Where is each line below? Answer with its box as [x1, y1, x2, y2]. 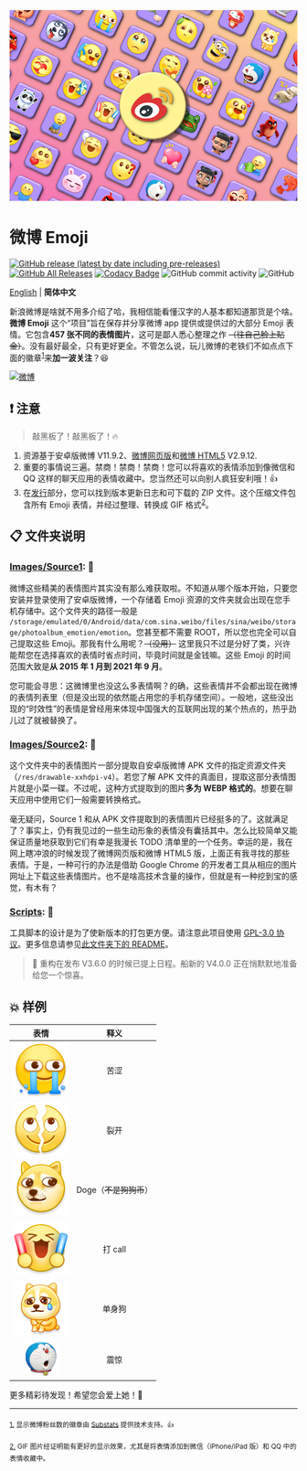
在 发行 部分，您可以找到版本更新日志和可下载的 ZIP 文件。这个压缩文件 [22, 487, 289, 498]
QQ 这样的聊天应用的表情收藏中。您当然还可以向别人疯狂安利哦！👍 [22, 473, 279, 485]
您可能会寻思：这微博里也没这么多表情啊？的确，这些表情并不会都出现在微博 [9, 680, 298, 691]
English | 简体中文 [9, 286, 77, 297]
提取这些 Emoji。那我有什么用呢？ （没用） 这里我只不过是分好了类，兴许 [16, 637, 291, 649]
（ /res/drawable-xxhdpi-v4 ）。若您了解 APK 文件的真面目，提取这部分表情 [9, 771, 289, 782]
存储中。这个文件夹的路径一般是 [16, 605, 138, 616]
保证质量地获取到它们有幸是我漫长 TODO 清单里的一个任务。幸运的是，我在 [9, 836, 294, 847]
